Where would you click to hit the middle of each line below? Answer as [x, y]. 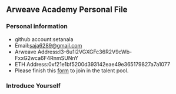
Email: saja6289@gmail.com [48, 45]
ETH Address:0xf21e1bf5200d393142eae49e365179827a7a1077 [92, 64]
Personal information [37, 26]
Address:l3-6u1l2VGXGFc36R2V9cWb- [85, 52]
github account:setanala [44, 39]
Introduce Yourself [33, 86]
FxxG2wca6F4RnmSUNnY [46, 58]
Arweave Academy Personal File [67, 10]
